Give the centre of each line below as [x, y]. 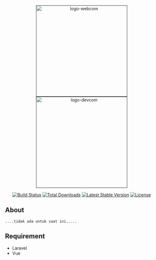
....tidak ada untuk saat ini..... [41, 221]
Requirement [25, 236]
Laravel [19, 248]
